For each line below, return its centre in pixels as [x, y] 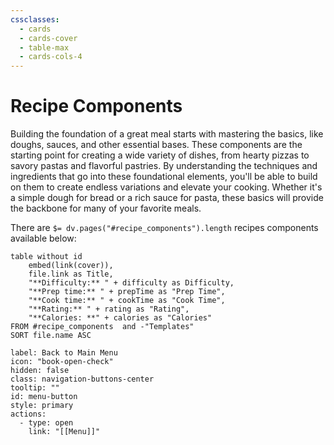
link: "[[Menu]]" [64, 432]
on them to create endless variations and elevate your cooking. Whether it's [166, 187]
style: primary [42, 406]
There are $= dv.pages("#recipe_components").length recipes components [164, 228]
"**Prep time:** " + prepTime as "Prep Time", [127, 292]
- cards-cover [48, 38]
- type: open [46, 423]
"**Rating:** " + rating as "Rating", [109, 309]
